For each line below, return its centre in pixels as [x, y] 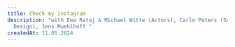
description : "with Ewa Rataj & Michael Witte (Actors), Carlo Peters [112, 20]
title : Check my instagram [47, 13]
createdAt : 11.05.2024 [40, 33]
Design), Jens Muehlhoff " [53, 26]
